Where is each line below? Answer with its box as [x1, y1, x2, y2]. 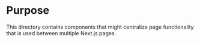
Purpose [6, 4, 50, 17]
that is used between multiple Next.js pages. [6, 29, 117, 36]
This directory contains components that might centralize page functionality [6, 23, 194, 30]
